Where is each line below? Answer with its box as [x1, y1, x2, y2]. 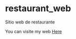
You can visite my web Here [5, 28, 62, 34]
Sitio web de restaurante [5, 19, 55, 25]
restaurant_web [5, 3, 72, 14]
